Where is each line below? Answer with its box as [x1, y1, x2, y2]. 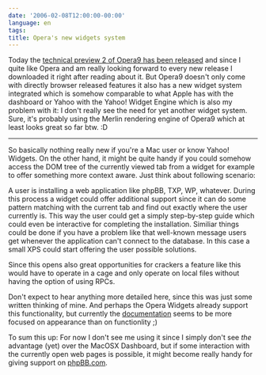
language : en [8, 19, 51, 27]
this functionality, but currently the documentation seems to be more [8, 309, 232, 319]
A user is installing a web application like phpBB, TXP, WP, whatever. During [8, 186, 256, 195]
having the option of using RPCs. [8, 277, 116, 286]
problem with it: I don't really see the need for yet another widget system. [8, 106, 248, 116]
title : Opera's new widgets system [8, 33, 126, 42]
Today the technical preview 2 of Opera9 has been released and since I [8, 55, 241, 65]
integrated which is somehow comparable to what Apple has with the [8, 89, 234, 99]
